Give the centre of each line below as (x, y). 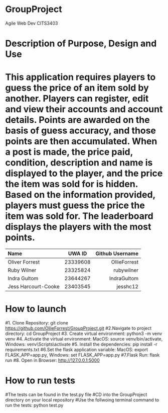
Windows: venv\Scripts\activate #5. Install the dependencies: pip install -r (81, 344)
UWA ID (77, 254)
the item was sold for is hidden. (72, 184)
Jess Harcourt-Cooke (34, 287)
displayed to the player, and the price (84, 173)
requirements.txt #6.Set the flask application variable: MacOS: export (76, 350)
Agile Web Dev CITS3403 (32, 23)
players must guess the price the (75, 205)
